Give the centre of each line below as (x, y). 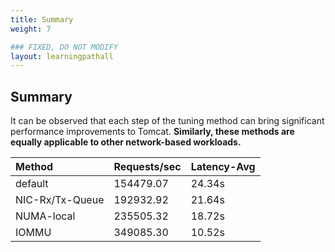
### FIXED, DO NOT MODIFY (64, 47)
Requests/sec (147, 167)
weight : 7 (31, 29)
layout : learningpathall (62, 56)
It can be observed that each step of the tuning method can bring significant (167, 121)
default (32, 184)
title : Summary (42, 19)
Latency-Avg (223, 167)
